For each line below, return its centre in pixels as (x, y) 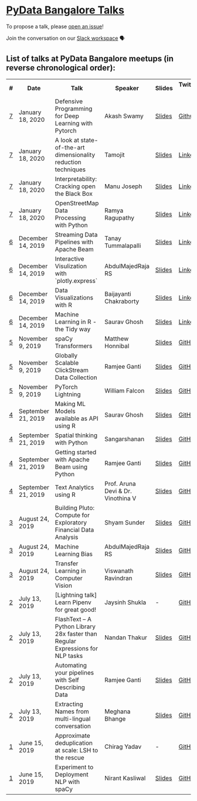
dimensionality (75, 155)
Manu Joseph (123, 186)
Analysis (67, 537)
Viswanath (119, 571)
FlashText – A (73, 619)
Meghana (118, 711)
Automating (71, 665)
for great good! (76, 609)
